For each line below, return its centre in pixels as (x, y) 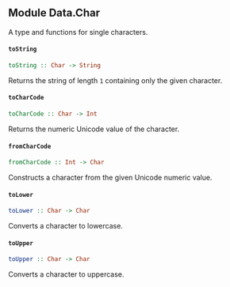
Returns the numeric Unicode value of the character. (94, 129)
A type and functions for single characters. (78, 32)
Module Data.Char (54, 13)
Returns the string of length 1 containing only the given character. (115, 80)
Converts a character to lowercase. (65, 226)
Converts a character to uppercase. (66, 274)
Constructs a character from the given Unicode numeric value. (110, 178)
